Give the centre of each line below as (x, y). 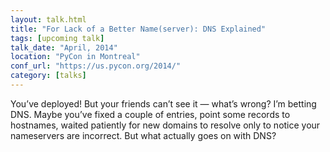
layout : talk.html (48, 19)
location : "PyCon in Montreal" (75, 57)
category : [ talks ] (48, 76)
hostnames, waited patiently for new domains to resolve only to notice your (165, 125)
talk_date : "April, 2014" (64, 47)
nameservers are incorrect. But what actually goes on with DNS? (143, 135)
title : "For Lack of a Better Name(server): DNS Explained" (138, 29)
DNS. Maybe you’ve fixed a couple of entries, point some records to (150, 114)
